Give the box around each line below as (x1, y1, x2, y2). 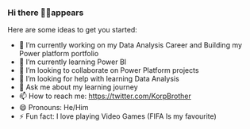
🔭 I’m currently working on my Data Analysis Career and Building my (18, 40, 243, 50)
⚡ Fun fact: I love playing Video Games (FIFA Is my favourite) (18, 112, 217, 121)
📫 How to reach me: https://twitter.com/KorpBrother (18, 91, 192, 101)
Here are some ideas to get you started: (7, 25, 138, 35)
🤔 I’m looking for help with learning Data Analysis (18, 74, 179, 84)
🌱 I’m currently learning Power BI (18, 57, 127, 66)
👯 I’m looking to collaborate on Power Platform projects (18, 66, 199, 75)
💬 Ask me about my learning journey (18, 82, 138, 92)
